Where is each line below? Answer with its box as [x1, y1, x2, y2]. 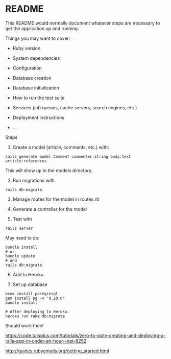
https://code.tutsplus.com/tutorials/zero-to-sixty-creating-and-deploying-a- [5, 332, 166, 339]
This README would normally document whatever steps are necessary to [5, 20, 160, 26]
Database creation [12, 75, 52, 81]
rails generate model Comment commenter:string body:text [5, 154, 131, 159]
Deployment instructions [12, 114, 65, 121]
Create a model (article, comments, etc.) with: [12, 144, 109, 150]
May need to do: [5, 234, 40, 241]
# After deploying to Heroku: [5, 309, 70, 314]
